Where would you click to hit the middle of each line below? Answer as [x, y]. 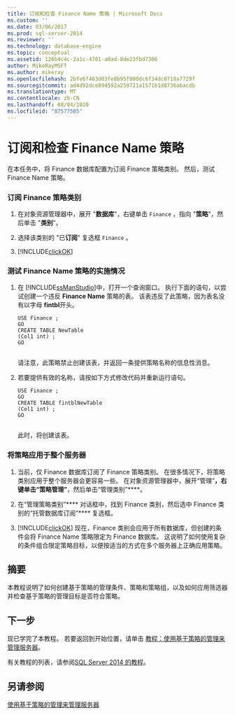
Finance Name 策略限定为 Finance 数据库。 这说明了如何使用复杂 [131, 537]
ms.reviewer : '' [31, 40]
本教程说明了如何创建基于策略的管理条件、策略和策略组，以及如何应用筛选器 [117, 588]
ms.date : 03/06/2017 [37, 27]
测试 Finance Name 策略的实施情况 [66, 271]
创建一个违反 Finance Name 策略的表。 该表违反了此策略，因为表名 [121, 296]
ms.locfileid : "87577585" [45, 111]
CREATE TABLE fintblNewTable [60, 403]
